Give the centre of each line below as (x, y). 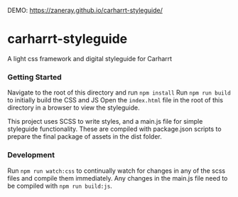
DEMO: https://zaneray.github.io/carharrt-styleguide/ (85, 10)
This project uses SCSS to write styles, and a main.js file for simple (105, 122)
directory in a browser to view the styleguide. (74, 108)
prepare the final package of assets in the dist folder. (85, 137)
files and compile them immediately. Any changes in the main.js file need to (118, 178)
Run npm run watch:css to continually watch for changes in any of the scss (117, 171)
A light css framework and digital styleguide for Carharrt (90, 58)
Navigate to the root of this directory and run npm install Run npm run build (119, 92)
